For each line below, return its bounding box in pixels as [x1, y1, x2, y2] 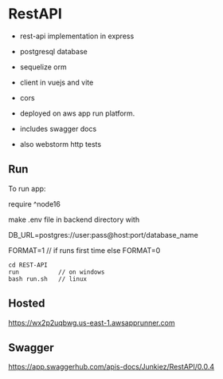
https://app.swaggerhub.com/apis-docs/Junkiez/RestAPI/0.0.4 [8, 362, 215, 372]
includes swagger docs [19, 124, 97, 133]
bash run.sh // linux [8, 274, 88, 283]
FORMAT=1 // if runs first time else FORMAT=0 [8, 245, 161, 255]
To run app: [8, 184, 46, 193]
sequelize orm [19, 61, 67, 72]
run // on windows [8, 268, 105, 276]
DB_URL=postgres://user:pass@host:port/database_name [8, 230, 199, 239]
